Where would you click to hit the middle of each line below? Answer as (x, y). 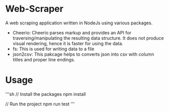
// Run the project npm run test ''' (40, 104)
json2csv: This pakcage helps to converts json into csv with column (83, 54)
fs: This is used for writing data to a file (54, 49)
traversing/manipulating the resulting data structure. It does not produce (88, 38)
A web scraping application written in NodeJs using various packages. (79, 23)
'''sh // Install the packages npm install (46, 94)
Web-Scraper (34, 9)
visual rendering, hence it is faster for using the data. (68, 43)
